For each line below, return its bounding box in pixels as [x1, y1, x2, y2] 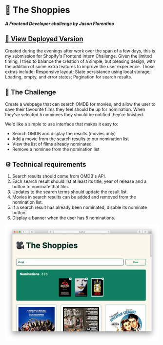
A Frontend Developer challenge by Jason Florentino [5, 21, 115, 26]
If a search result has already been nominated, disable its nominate [12, 204, 147, 210]
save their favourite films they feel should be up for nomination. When [5, 106, 145, 112]
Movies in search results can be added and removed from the [12, 194, 136, 200]
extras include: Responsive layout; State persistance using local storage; [5, 69, 151, 74]
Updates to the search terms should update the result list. [12, 189, 128, 195]
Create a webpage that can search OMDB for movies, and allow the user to [5, 101, 156, 107]
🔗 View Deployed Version [5, 35, 84, 43]
